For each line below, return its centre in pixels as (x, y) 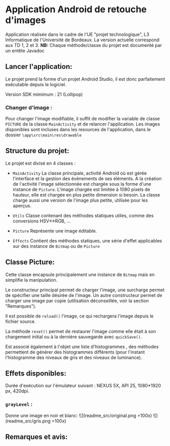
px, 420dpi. (17, 391)
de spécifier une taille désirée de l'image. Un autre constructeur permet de (84, 295)
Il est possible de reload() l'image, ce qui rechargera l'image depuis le (80, 316)
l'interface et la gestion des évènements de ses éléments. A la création (87, 178)
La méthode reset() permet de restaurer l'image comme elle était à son (81, 331)
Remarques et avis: (37, 437)
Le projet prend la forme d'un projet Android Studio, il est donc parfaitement (85, 79)
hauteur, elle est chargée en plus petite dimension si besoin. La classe (86, 194)
